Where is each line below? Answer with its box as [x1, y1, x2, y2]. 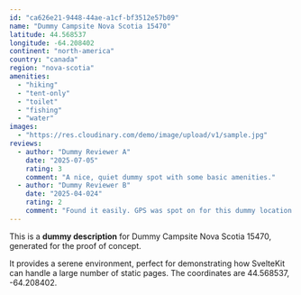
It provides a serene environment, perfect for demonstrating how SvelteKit [9, 258, 286, 269]
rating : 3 [25, 164, 63, 173]
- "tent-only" [17, 88, 70, 97]
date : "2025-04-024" [25, 189, 103, 198]
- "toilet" [17, 97, 59, 106]
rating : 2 [25, 198, 63, 207]
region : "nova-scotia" [9, 64, 95, 73]
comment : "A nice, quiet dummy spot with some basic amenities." [25, 172, 277, 181]
